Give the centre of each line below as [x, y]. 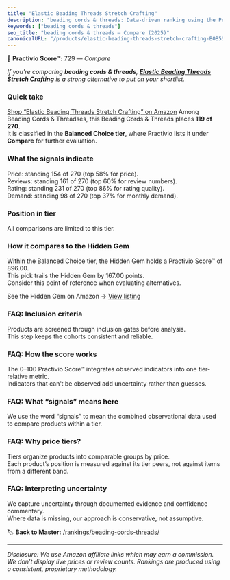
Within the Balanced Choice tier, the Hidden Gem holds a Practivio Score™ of [115, 261]
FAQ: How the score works [52, 354]
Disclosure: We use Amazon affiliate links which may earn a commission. [111, 554]
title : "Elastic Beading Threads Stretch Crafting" [82, 13]
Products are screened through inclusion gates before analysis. [97, 329]
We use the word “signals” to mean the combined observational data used [112, 417]
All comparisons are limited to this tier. [61, 229]
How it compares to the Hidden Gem [68, 246]
